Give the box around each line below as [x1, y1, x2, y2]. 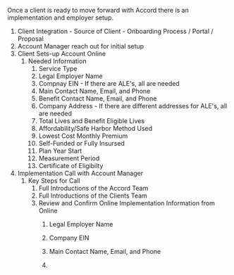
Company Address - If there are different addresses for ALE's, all [38, 102, 228, 110]
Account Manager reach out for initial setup [17, 42, 144, 50]
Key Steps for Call [27, 177, 80, 185]
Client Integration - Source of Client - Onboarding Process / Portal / [17, 27, 214, 35]
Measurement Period [38, 154, 100, 162]
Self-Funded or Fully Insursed [38, 139, 125, 147]
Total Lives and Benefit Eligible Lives [38, 117, 145, 125]
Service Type [38, 65, 78, 72]
